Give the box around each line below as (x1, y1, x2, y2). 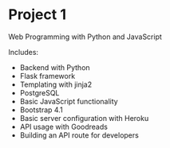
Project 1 (8, 6, 66, 24)
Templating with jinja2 (19, 80, 93, 89)
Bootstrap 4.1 (19, 105, 63, 115)
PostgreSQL (19, 88, 60, 97)
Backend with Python (19, 62, 90, 72)
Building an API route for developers (19, 130, 140, 140)
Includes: (8, 47, 38, 56)
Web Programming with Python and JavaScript (8, 32, 162, 41)
